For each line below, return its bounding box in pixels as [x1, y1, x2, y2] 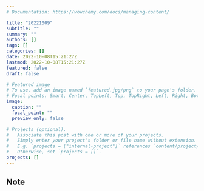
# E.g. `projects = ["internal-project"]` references [6, 143, 151, 149]
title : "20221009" [6, 19, 53, 26]
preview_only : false [12, 115, 64, 121]
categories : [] [6, 48, 45, 55]
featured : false [6, 65, 47, 71]
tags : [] [6, 42, 29, 49]
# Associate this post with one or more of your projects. [6, 132, 165, 138]
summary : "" [6, 31, 36, 37]
